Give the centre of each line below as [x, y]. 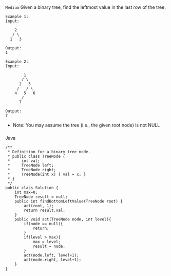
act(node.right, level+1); [53, 260]
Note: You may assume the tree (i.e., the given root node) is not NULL [86, 125]
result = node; [49, 246]
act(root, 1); [39, 206]
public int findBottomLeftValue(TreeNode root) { [69, 201]
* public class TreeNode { [36, 156]
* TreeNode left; [31, 165]
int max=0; [26, 192]
